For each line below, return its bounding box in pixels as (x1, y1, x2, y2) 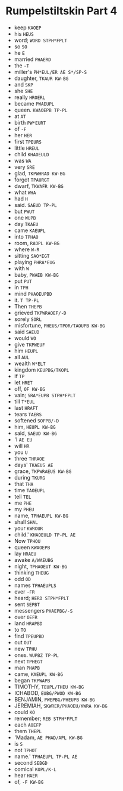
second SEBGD (14, 759, 48, 766)
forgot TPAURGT (14, 176, 50, 183)
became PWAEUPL (14, 100, 55, 107)
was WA (14, 157, 31, 164)
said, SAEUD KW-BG (14, 430, 57, 437)
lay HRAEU (14, 550, 37, 557)
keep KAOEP (14, 24, 42, 31)
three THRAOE (14, 455, 45, 462)
